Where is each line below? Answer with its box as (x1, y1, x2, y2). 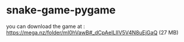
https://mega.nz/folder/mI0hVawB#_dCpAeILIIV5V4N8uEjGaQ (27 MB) (6, 29, 179, 36)
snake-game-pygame (6, 3, 116, 17)
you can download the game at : (6, 23, 85, 30)
